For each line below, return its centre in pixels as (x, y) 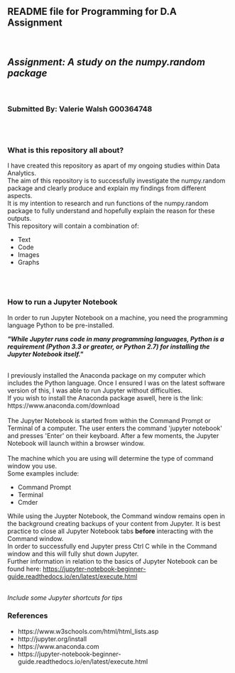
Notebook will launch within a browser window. (76, 443)
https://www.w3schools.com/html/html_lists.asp (88, 631)
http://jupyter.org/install (52, 639)
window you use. (32, 466)
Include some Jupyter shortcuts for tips (65, 597)
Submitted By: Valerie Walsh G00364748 (80, 109)
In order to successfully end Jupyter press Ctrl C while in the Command (112, 546)
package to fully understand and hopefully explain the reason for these (111, 211)
